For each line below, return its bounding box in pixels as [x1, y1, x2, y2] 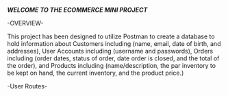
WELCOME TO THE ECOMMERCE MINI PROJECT [7, 6, 148, 14]
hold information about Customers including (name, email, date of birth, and [7, 40, 221, 47]
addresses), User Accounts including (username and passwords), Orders [7, 47, 214, 55]
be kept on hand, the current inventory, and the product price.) [7, 69, 184, 77]
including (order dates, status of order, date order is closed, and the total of [7, 54, 220, 62]
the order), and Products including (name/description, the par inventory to [7, 62, 216, 69]
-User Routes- [7, 82, 48, 90]
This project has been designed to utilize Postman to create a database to [7, 32, 215, 40]
